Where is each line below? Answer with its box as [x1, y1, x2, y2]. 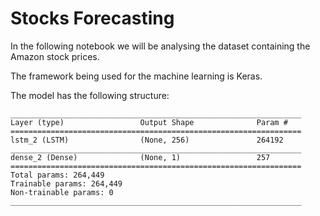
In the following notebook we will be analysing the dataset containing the [10, 40, 311, 52]
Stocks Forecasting [10, 7, 175, 30]
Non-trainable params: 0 [10, 187, 114, 197]
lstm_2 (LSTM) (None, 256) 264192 [10, 135, 284, 145]
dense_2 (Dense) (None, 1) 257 [10, 152, 271, 162]
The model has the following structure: [10, 89, 170, 101]
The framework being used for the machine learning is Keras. [10, 70, 263, 82]
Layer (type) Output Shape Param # [10, 117, 288, 127]
